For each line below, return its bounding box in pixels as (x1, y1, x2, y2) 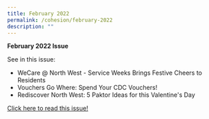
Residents (17, 76, 46, 84)
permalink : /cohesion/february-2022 (7, 17, 113, 24)
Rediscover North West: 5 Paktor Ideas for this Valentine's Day (17, 91, 196, 99)
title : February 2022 (7, 10, 70, 17)
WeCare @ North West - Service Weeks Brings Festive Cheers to (17, 68, 203, 77)
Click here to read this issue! (7, 104, 89, 113)
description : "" (7, 23, 54, 30)
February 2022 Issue (7, 42, 69, 51)
